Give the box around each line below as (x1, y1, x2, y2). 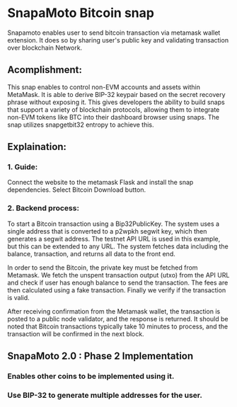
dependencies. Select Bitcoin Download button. (7, 185, 146, 194)
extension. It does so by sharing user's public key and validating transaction (7, 35, 229, 44)
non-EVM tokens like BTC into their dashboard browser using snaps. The (7, 113, 219, 121)
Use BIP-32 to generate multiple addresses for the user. (7, 390, 203, 400)
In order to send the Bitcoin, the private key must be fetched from (7, 263, 198, 272)
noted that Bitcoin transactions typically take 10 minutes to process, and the (7, 322, 229, 331)
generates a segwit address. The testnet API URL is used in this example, (7, 234, 221, 243)
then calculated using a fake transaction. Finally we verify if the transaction (7, 285, 226, 294)
